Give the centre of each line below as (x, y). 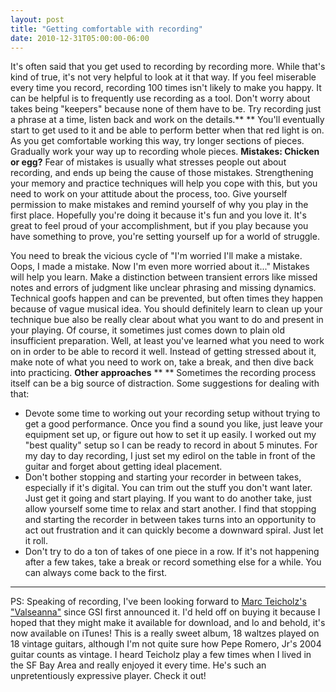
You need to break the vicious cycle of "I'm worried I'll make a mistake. (156, 256)
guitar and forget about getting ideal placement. (123, 467)
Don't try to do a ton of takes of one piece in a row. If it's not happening (172, 552)
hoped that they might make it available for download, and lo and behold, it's (168, 623)
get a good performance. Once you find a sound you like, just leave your (174, 424)
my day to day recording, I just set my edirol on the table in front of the (170, 456)
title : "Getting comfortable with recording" (106, 29)
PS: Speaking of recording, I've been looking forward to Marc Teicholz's (158, 602)
